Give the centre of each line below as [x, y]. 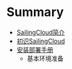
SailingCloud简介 [40, 32]
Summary [35, 12]
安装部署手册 [35, 49]
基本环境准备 [45, 58]
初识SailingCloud [40, 41]
